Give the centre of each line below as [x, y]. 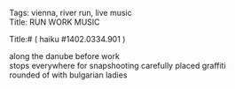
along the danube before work [64, 56]
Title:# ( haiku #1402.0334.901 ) [67, 39]
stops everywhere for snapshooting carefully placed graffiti [117, 66]
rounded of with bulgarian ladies [68, 75]
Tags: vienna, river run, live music [70, 13]
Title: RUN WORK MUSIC [55, 22]
